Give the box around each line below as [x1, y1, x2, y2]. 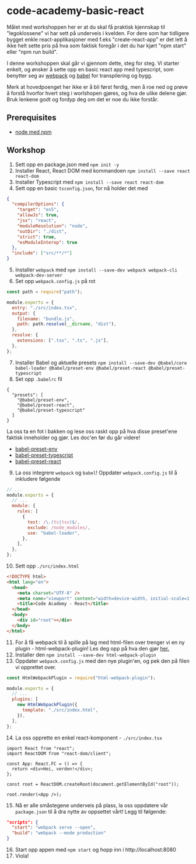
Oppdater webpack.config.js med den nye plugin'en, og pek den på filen [15, 657, 190, 665]
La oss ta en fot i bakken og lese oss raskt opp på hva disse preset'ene [6, 428, 177, 435]
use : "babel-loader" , [27, 530, 80, 536]
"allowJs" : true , [17, 212, 60, 218]
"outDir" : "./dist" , [17, 228, 67, 235]
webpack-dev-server [15, 273, 63, 278]
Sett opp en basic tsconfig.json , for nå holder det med [15, 184, 148, 191]
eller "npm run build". [6, 48, 58, 55]
